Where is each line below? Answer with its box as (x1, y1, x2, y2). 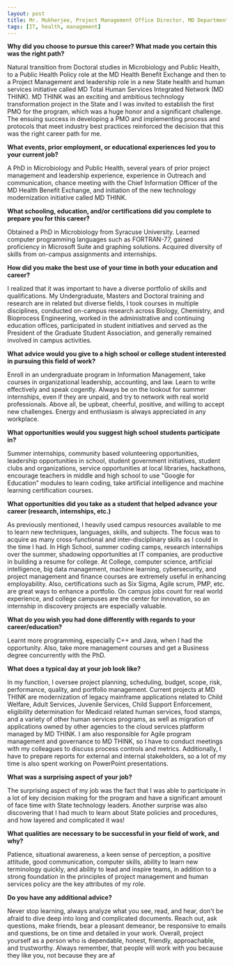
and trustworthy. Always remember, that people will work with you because (7, 944, 224, 952)
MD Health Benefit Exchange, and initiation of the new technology (7, 186, 196, 195)
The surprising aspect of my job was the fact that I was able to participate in (7, 786, 226, 795)
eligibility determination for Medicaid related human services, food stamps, (7, 708, 223, 716)
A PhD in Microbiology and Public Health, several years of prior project (7, 164, 210, 173)
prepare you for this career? (7, 214, 91, 223)
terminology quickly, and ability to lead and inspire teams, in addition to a (7, 865, 217, 873)
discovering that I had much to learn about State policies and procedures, (7, 809, 218, 817)
